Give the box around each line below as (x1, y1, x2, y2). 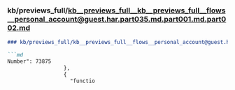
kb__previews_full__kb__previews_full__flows (67, 6, 226, 15)
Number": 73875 (7, 58, 52, 65)
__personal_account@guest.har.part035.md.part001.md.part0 (7, 14, 227, 24)
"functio (69, 77, 96, 84)
